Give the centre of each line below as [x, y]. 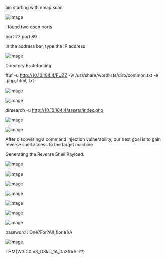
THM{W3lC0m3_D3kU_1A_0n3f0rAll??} [45, 252]
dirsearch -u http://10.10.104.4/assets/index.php [54, 110]
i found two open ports [29, 27]
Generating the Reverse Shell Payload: [45, 154]
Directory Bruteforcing [28, 66]
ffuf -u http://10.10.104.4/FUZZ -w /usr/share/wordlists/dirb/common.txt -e [82, 75]
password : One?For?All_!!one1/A [39, 232]
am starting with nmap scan [34, 7]
